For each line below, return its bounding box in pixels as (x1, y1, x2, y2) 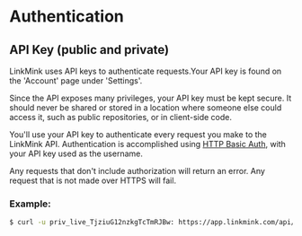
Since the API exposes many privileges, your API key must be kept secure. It (9, 92, 292, 103)
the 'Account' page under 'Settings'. (9, 75, 143, 86)
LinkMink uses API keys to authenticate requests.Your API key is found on (9, 66, 282, 76)
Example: (9, 197, 51, 210)
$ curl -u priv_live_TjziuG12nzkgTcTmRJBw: (9, 218, 175, 227)
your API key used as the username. (9, 148, 144, 159)
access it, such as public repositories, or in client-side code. (9, 112, 232, 122)
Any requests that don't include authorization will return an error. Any (9, 166, 265, 176)
